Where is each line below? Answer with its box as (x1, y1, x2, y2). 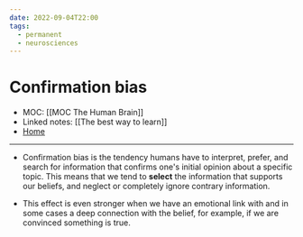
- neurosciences (17, 38, 78, 48)
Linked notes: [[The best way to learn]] (22, 116, 168, 127)
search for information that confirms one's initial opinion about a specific (22, 161, 293, 172)
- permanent (17, 30, 63, 39)
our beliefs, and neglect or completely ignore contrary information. (22, 181, 271, 192)
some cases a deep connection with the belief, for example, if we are (22, 208, 280, 219)
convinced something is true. (22, 217, 131, 228)
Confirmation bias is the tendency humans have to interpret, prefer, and (22, 152, 289, 163)
